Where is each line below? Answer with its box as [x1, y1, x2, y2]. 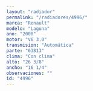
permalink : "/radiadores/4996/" [6, 14, 88, 20]
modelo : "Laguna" [6, 25, 50, 32]
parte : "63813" [6, 48, 45, 54]
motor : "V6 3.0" [6, 37, 47, 43]
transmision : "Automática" [6, 43, 74, 48]
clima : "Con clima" [6, 53, 56, 59]
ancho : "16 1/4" [6, 64, 47, 71]
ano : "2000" [6, 31, 36, 37]
